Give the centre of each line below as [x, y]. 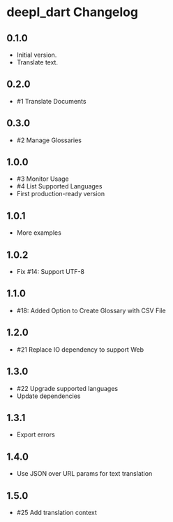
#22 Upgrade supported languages [67, 388]
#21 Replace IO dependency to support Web [80, 349]
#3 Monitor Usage [43, 179]
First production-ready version [61, 194]
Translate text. [37, 62]
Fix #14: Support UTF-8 [51, 272]
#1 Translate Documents [51, 101]
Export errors [36, 434]
